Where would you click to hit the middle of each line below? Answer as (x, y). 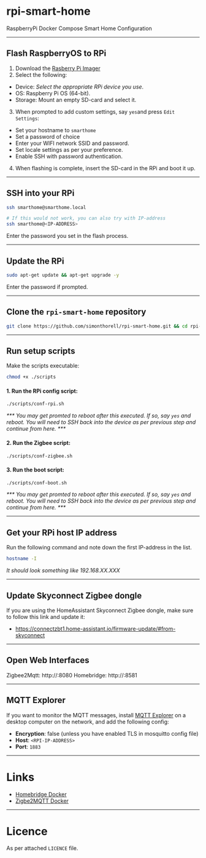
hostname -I (21, 559)
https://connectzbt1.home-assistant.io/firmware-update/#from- (95, 629)
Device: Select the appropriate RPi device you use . (79, 87)
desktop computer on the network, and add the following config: (88, 722)
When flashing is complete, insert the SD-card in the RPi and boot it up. (105, 168)
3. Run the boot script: (35, 470)
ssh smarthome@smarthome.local (46, 207)
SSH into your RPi (40, 193)
